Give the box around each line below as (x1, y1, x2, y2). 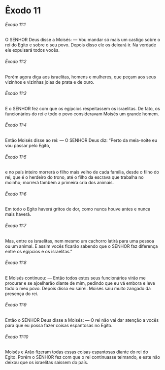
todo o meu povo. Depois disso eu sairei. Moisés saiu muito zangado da (5, 285, 151, 291)
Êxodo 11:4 (5, 122, 27, 128)
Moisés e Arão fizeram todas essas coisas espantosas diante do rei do (5, 349, 149, 355)
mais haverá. (5, 211, 31, 217)
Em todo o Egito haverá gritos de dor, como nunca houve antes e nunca (5, 206, 151, 212)
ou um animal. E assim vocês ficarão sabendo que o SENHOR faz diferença (5, 243, 158, 249)
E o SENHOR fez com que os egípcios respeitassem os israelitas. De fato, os (5, 105, 160, 111)
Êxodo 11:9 (5, 302, 27, 308)
